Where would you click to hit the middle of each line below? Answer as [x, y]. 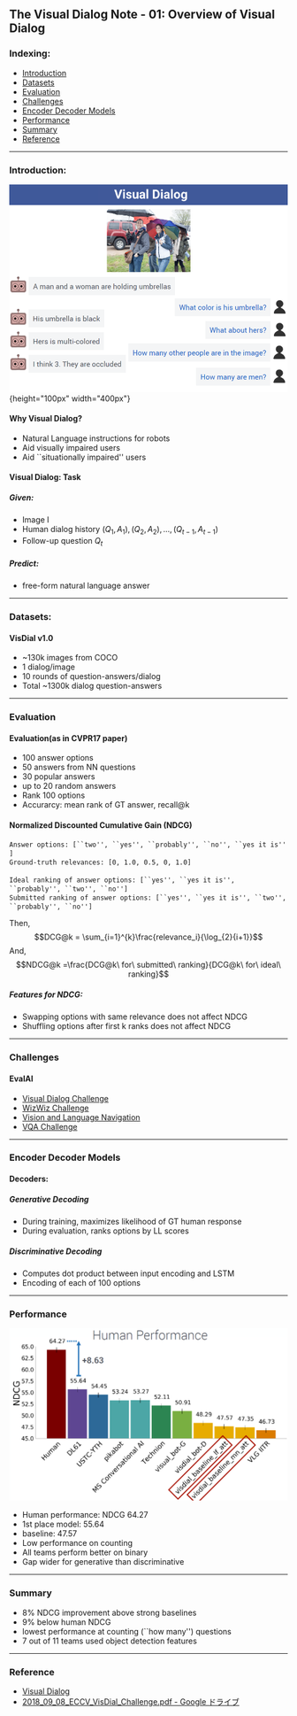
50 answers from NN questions [79, 767]
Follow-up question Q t [62, 542]
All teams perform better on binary [85, 1552]
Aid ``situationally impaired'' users [84, 457]
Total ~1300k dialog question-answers [92, 686]
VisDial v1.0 [31, 638]
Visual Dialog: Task [45, 477]
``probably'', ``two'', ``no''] [69, 889]
